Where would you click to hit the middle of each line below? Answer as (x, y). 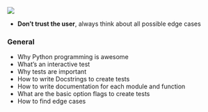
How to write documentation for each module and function (101, 86)
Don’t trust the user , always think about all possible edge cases (109, 24)
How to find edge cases (51, 102)
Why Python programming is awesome (73, 57)
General (21, 42)
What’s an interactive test (54, 64)
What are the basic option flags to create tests (83, 94)
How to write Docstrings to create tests (73, 79)
